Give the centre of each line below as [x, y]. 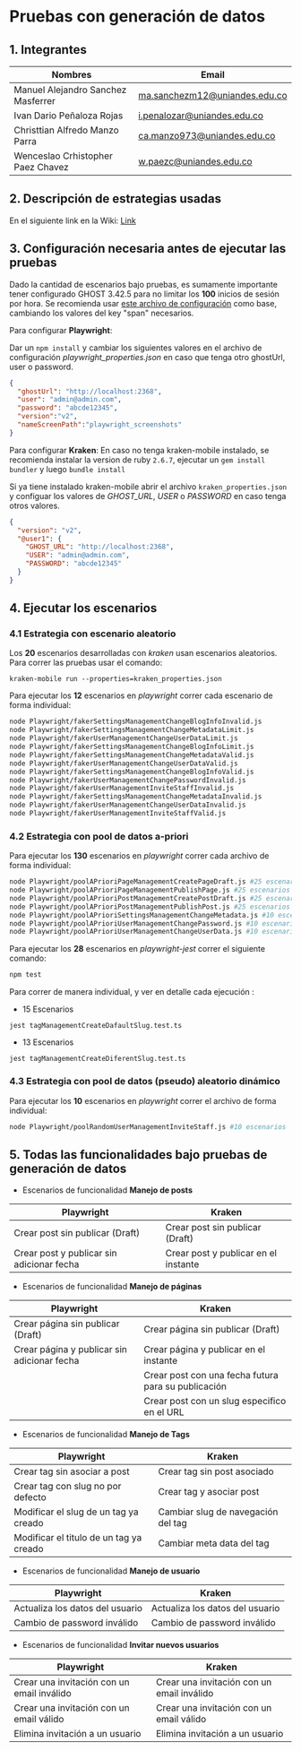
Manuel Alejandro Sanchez [70, 90]
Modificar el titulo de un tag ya [78, 1538]
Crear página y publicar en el [205, 1350]
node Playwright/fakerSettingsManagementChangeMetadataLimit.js [132, 730]
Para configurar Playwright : [61, 330]
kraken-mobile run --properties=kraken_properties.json [116, 679]
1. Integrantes [48, 50]
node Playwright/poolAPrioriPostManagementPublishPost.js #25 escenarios [150, 907]
